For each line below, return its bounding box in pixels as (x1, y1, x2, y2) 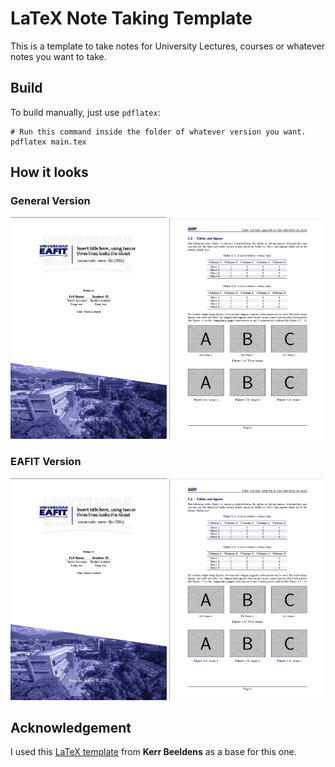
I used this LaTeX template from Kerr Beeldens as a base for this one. (10, 746, 297, 758)
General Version (10, 194, 91, 208)
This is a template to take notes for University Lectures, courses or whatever (10, 40, 325, 52)
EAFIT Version (10, 455, 82, 469)
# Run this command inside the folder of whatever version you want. (10, 127, 307, 137)
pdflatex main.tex (10, 137, 87, 147)
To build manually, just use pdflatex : (10, 106, 161, 118)
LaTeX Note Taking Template (10, 7, 253, 30)
